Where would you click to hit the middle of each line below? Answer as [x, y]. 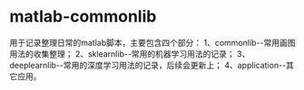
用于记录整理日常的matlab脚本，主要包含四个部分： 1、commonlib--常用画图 [152, 42]
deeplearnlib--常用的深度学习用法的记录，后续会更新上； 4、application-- [148, 65]
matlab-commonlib [83, 17]
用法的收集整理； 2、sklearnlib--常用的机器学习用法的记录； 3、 [130, 54]
